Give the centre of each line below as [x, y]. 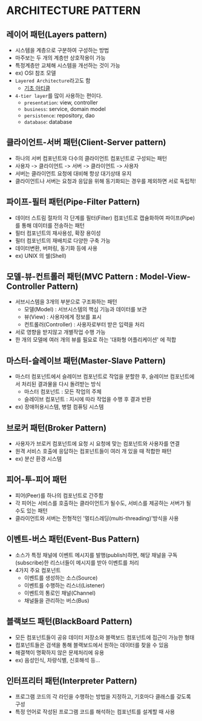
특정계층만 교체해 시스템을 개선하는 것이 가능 [68, 65]
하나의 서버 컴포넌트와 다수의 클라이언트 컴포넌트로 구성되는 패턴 [91, 158]
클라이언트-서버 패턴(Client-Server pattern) [86, 142]
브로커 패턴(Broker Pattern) [57, 428]
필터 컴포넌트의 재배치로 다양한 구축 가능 [63, 240]
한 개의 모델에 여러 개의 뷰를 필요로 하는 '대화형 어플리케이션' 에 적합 [96, 340]
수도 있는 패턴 [31, 510]
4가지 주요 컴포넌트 [38, 570]
